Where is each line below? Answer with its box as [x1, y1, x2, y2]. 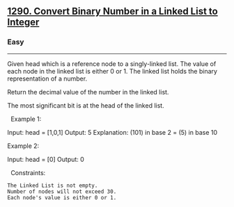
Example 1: [10, 115, 42, 123]
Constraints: [10, 168, 46, 176]
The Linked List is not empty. [7, 182, 98, 189]
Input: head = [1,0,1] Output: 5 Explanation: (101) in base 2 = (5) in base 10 [7, 128, 218, 136]
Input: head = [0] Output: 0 [7, 155, 85, 163]
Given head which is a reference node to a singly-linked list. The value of [7, 59, 217, 68]
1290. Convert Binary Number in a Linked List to [7, 6, 218, 17]
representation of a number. [7, 74, 88, 83]
